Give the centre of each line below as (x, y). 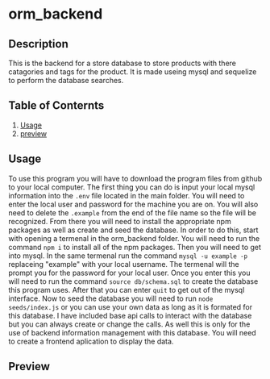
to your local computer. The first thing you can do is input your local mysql (132, 187)
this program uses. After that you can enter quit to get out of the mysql (127, 289)
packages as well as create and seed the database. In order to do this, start (133, 230)
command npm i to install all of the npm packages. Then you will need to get (135, 247)
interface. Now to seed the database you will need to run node (111, 298)
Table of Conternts (56, 106)
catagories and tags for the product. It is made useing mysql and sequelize (133, 72)
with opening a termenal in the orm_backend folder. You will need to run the (134, 238)
